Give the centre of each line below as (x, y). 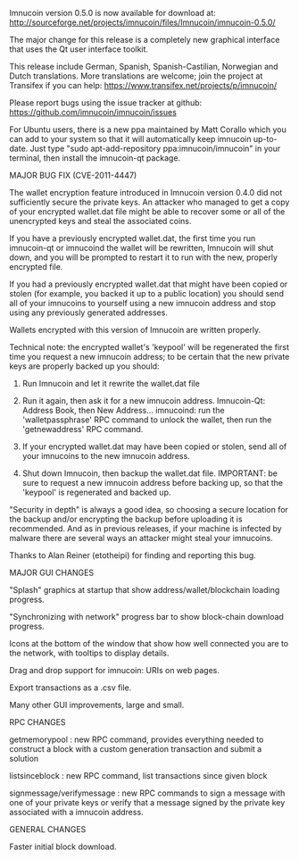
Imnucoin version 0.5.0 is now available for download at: (112, 13)
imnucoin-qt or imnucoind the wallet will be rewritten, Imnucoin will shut (141, 248)
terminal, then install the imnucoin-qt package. (95, 158)
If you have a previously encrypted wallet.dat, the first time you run (133, 238)
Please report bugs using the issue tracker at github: (106, 103)
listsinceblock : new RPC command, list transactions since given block (138, 776)
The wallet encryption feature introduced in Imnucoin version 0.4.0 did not (146, 192)
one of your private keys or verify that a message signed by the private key (147, 802)
